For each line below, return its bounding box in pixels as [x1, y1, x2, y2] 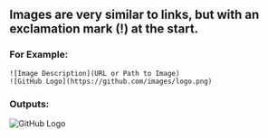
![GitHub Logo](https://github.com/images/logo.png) [9, 77, 213, 86]
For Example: [9, 49, 69, 61]
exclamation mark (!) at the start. [9, 22, 199, 37]
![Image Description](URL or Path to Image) [9, 69, 180, 78]
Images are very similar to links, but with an [9, 7, 260, 23]
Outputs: [9, 97, 50, 110]
